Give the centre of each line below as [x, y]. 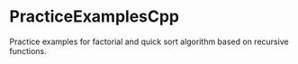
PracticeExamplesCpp [95, 17]
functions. [28, 50]
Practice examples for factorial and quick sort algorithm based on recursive [149, 41]
